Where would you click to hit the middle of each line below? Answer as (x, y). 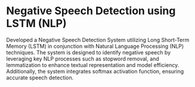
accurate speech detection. (40, 78)
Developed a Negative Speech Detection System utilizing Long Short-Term (98, 40)
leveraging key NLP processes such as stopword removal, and (83, 59)
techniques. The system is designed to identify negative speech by (89, 52)
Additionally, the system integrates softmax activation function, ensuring (95, 71)
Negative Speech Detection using (91, 11)
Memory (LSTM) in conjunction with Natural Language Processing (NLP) (95, 46)
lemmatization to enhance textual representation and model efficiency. (93, 65)
